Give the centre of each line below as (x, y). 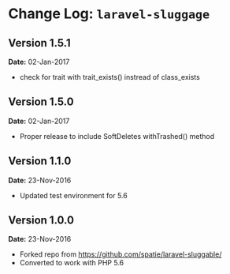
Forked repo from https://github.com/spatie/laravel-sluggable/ (121, 254)
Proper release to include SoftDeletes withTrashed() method (117, 136)
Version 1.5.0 (41, 102)
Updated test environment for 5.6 (73, 195)
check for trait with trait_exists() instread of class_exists (110, 77)
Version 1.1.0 (40, 161)
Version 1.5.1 (39, 43)
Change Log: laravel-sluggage (109, 14)
